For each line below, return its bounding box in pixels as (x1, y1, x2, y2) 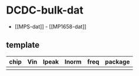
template (6, 40, 40, 50)
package (105, 57, 130, 65)
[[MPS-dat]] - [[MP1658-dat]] (14, 23, 87, 30)
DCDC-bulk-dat (6, 4, 84, 17)
